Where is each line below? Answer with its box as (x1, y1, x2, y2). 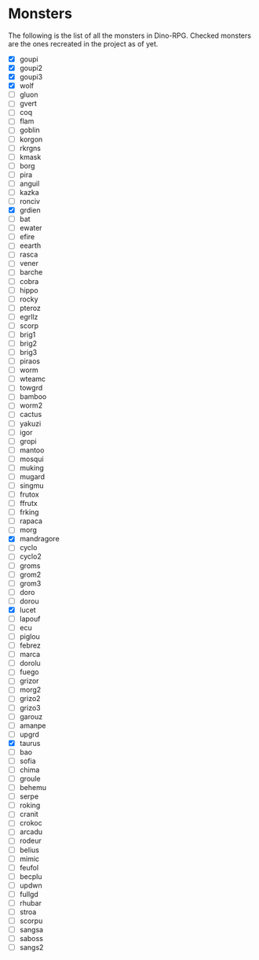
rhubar (19, 898, 42, 907)
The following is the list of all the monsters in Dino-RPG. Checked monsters (8, 31, 251, 40)
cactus (19, 410, 42, 419)
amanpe (19, 721, 46, 730)
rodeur (19, 836, 42, 846)
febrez (19, 641, 42, 650)
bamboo (19, 392, 47, 401)
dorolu (19, 659, 41, 668)
